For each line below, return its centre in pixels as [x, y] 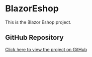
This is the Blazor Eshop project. [38, 22]
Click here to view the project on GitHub [46, 49]
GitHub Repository [34, 38]
